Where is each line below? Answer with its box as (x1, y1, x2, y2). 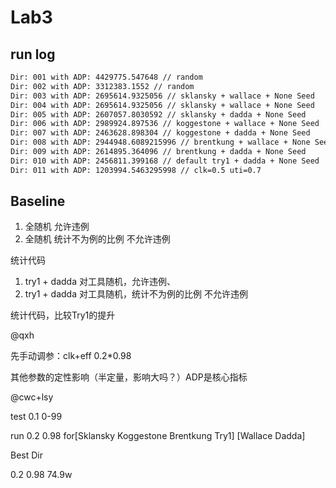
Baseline (10, 193, 66, 210)
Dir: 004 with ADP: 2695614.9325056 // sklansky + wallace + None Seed (10, 100, 315, 110)
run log (10, 46, 56, 63)
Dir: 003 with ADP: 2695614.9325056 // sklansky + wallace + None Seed (10, 91, 315, 101)
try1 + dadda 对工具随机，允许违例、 (24, 276, 176, 288)
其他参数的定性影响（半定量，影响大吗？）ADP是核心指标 (10, 371, 248, 383)
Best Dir (10, 449, 43, 461)
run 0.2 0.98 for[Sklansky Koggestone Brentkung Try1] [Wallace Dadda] (10, 430, 306, 442)
